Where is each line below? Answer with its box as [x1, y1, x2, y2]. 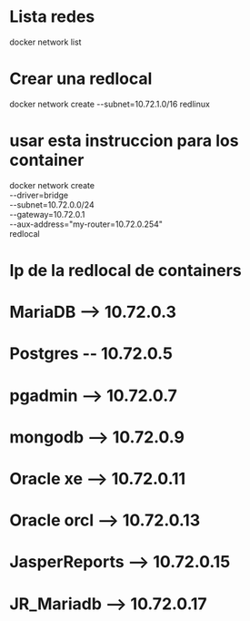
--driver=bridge [9, 189, 69, 200]
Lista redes [9, 6, 95, 27]
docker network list [9, 36, 82, 47]
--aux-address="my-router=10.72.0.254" [9, 219, 164, 229]
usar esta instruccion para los [9, 130, 239, 151]
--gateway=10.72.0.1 [9, 209, 85, 219]
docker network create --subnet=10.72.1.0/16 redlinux [9, 98, 211, 109]
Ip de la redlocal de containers [9, 260, 243, 280]
